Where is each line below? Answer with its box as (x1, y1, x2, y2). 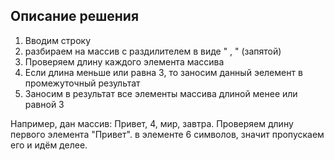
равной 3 (24, 98, 65, 110)
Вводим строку (24, 34, 92, 46)
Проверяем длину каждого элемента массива (24, 55, 225, 68)
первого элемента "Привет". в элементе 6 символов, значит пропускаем (10, 128, 325, 140)
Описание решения (10, 8, 140, 25)
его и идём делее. (10, 139, 88, 151)
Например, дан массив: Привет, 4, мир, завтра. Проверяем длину (10, 117, 294, 129)
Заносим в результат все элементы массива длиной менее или (24, 87, 298, 99)
